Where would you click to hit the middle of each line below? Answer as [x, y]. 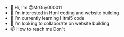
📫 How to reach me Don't [37, 29]
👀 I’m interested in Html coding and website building [65, 13]
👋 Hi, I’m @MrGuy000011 [36, 8]
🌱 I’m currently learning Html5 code [47, 18]
